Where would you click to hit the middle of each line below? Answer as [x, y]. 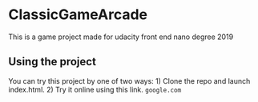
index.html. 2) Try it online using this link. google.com [95, 89]
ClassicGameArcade [78, 15]
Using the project [52, 62]
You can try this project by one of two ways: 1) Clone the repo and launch [129, 80]
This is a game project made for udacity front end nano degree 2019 [121, 37]
